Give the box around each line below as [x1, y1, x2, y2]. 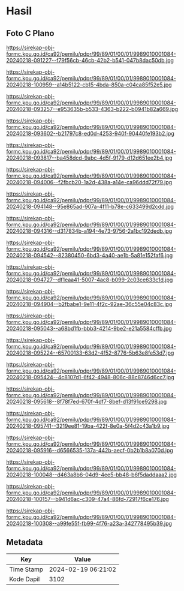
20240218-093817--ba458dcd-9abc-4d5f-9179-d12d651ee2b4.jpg [6, 154, 173, 161]
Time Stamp [9, 565, 44, 574]
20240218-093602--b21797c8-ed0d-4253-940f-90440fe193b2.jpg [6, 130, 175, 137]
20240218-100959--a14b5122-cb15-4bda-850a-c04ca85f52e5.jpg [6, 81, 172, 88]
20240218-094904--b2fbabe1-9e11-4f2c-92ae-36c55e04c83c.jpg [6, 301, 173, 307]
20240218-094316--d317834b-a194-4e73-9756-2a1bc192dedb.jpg [6, 227, 173, 235]
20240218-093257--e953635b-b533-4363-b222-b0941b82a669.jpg [6, 106, 179, 112]
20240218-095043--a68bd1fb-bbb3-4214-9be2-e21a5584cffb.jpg [6, 325, 172, 332]
